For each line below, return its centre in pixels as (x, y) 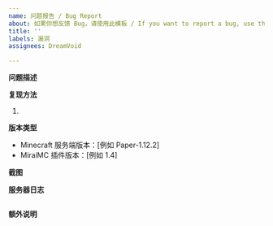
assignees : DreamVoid (45, 46)
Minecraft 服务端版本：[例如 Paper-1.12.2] (90, 145)
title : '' (25, 31)
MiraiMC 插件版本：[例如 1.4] (69, 155)
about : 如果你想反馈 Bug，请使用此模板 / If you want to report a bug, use (131, 24)
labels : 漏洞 (29, 39)
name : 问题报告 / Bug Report (55, 16)
